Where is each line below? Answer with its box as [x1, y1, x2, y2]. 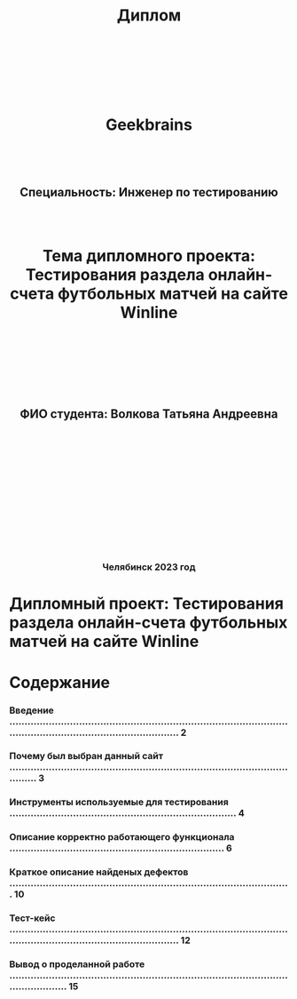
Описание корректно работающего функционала [9, 831, 235, 843]
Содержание [9, 672, 111, 692]
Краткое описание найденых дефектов [9, 866, 189, 878]
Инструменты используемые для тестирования [9, 796, 229, 809]
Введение [9, 704, 55, 716]
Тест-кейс [9, 912, 56, 924]
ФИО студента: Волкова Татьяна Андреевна [20, 406, 278, 422]
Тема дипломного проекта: [43, 245, 255, 266]
